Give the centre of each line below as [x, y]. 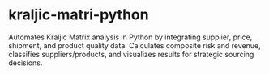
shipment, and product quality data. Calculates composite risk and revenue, [134, 45]
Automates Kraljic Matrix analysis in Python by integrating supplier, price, [130, 37]
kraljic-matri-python [79, 15]
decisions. [26, 63]
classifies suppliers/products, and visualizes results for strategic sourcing [131, 54]
